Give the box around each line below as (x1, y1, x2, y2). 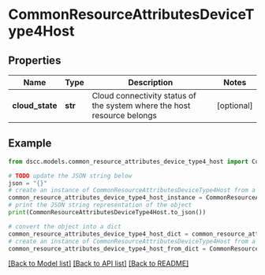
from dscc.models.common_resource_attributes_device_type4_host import (8, 158, 248, 165)
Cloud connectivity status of (91, 91, 197, 101)
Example (8, 136, 52, 151)
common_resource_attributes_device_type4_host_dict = (8, 230, 189, 238)
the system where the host (91, 100, 191, 111)
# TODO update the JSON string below (8, 172, 132, 180)
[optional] (216, 100, 253, 111)
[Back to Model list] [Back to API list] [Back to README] (8, 258, 189, 269)
